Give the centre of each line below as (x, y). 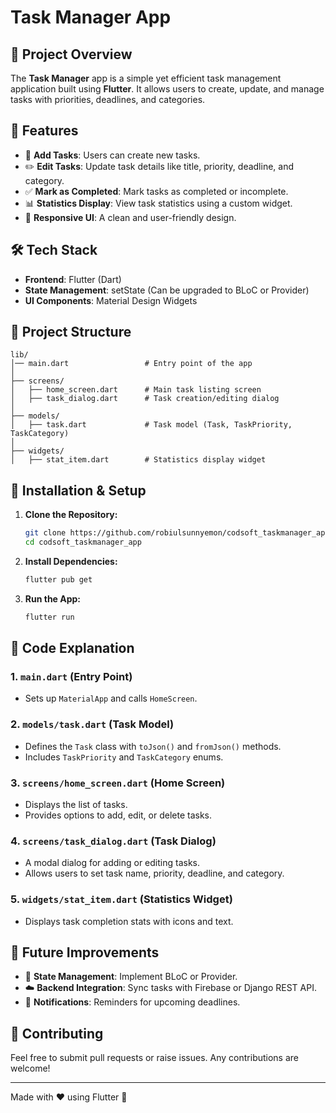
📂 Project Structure (71, 332)
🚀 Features (44, 131)
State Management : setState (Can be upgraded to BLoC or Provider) (167, 290)
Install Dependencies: (71, 561)
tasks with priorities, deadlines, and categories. (108, 99)
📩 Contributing (57, 1033)
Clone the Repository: (71, 515)
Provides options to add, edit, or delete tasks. (118, 815)
